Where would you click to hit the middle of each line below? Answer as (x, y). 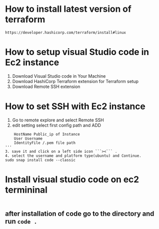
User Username (28, 139)
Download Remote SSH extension (46, 86)
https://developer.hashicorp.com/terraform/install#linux (66, 32)
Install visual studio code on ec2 (72, 179)
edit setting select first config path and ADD (57, 125)
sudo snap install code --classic (40, 160)
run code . (21, 221)
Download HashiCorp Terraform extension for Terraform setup (75, 81)
